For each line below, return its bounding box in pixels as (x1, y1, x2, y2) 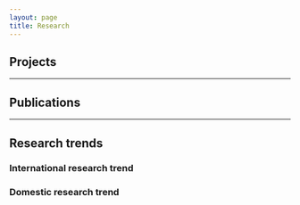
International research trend (9, 162, 134, 175)
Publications (9, 94, 81, 110)
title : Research (9, 21, 70, 30)
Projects (9, 54, 57, 70)
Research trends (9, 135, 104, 151)
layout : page (9, 12, 58, 22)
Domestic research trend (9, 186, 120, 199)
